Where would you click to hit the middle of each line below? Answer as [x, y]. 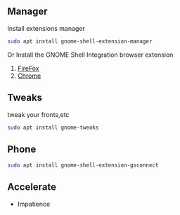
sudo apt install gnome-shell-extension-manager [80, 41]
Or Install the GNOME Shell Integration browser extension [90, 55]
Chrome [29, 76]
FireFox [28, 68]
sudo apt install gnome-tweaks [53, 127]
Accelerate [32, 187]
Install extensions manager [46, 28]
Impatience [34, 204]
